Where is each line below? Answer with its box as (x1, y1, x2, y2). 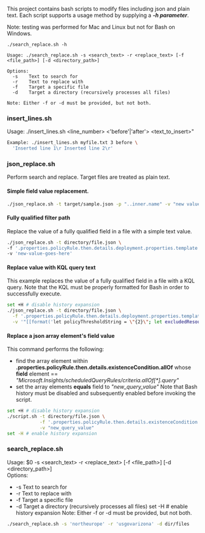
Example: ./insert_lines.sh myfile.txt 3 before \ (7, 140, 138, 146)
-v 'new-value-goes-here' (7, 250, 72, 257)
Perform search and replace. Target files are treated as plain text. (7, 173, 170, 181)
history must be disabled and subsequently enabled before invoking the (15, 390, 196, 397)
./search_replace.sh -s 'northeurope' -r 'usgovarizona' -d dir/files (7, 521, 190, 527)
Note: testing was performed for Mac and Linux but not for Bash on (7, 24, 175, 30)
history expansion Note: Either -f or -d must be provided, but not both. (15, 509, 192, 516)
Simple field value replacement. (7, 187, 89, 194)
